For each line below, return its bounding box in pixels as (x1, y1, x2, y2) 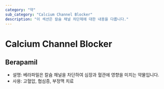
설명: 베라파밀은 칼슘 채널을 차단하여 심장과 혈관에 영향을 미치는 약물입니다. (12, 72, 159, 78)
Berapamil (5, 58, 38, 66)
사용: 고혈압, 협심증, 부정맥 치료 (12, 78, 74, 84)
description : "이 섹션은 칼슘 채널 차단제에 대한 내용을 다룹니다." (5, 16, 129, 21)
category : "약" (5, 7, 36, 12)
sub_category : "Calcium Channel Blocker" (5, 12, 93, 17)
